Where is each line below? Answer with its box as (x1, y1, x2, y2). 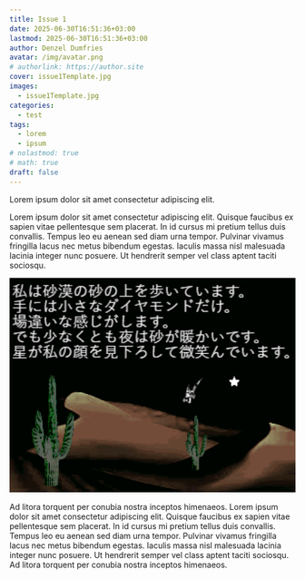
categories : (9, 101, 54, 110)
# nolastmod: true (9, 149, 79, 158)
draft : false (9, 168, 59, 177)
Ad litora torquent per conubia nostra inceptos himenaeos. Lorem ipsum (9, 501, 279, 512)
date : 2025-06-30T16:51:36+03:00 (9, 24, 136, 34)
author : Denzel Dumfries (9, 44, 103, 53)
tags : (9, 120, 30, 129)
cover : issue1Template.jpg (9, 73, 112, 82)
